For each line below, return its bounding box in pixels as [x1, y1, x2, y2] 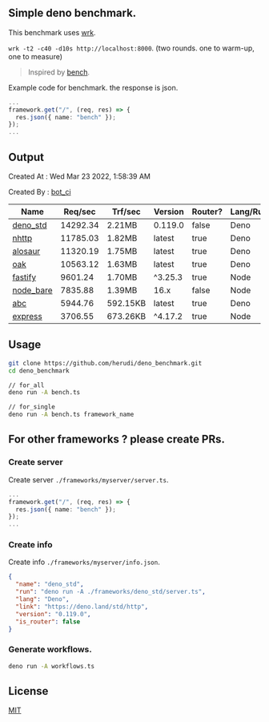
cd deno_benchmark [8, 366, 70, 375]
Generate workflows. [8, 644, 92, 655]
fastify [12, 272, 37, 283]
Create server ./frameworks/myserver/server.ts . [8, 474, 169, 484]
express [12, 311, 42, 321]
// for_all [8, 381, 45, 389]
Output [8, 150, 44, 163]
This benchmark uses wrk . [8, 27, 96, 37]
